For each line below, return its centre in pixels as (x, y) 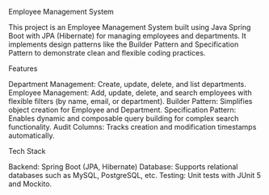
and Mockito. (30, 184)
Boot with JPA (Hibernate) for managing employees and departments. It (127, 36)
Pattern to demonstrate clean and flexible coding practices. (107, 53)
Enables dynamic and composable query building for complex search (124, 118)
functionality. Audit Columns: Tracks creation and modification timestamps (132, 127)
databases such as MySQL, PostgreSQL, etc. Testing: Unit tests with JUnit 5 (134, 175)
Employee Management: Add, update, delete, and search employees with (130, 93)
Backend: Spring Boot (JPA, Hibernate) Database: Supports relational (123, 167)
